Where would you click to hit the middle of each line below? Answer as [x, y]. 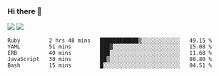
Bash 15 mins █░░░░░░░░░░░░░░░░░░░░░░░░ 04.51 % [110, 66]
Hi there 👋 [25, 11]
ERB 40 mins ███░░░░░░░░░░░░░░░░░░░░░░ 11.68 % [110, 53]
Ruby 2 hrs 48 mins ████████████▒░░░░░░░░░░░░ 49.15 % [110, 41]
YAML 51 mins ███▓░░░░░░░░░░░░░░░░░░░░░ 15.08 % [110, 47]
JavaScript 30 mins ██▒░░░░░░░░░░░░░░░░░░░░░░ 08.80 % [110, 60]
